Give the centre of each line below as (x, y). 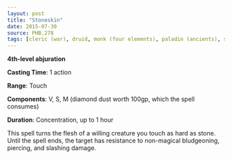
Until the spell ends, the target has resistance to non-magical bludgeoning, (113, 141)
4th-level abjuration (36, 59)
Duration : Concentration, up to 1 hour (60, 120)
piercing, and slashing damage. (52, 148)
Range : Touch (27, 86)
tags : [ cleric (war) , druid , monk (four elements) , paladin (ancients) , (114, 39)
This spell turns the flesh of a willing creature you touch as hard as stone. (112, 133)
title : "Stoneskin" (35, 20)
